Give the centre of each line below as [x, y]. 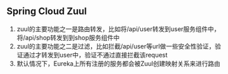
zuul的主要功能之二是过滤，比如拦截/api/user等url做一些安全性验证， [116, 46]
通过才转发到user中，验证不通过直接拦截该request [95, 55]
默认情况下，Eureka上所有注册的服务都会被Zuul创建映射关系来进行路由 [118, 63]
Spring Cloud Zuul [47, 11]
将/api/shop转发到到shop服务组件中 [68, 37]
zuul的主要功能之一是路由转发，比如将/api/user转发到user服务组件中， [118, 29]
